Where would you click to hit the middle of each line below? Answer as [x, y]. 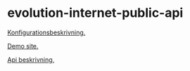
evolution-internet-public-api [95, 13]
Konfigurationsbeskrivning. [46, 32]
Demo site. [23, 46]
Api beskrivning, [31, 59]
